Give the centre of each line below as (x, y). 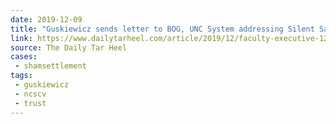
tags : (21, 76)
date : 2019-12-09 (46, 19)
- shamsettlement (50, 66)
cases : (24, 57)
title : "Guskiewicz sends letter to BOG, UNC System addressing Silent (162, 29)
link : (21, 38)
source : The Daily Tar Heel (69, 47)
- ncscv (30, 94)
